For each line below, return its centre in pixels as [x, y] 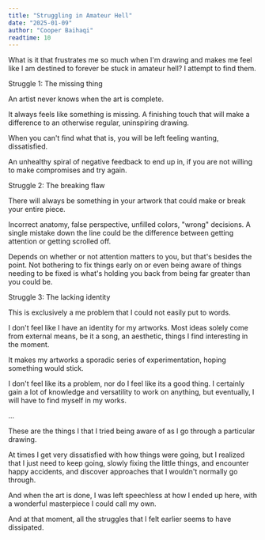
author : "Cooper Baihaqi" [51, 30]
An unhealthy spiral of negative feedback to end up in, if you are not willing [131, 162]
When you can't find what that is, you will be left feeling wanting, [114, 138]
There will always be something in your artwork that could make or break [127, 201]
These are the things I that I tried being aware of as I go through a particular [132, 431]
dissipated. [26, 527]
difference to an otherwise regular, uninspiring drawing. [99, 123]
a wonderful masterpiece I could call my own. [82, 504]
